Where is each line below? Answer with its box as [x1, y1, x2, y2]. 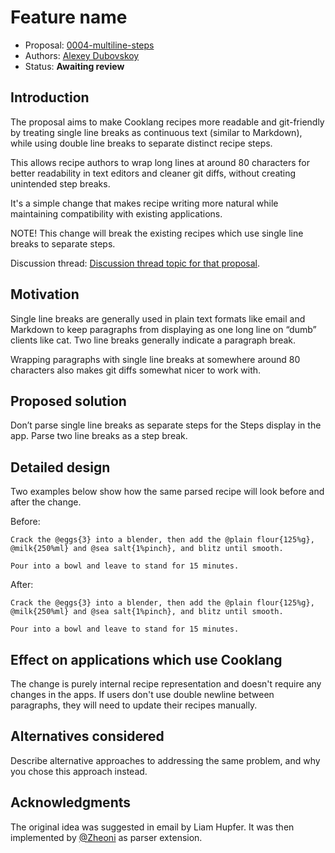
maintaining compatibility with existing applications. [10, 207, 223, 220]
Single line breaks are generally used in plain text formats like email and [10, 312, 306, 325]
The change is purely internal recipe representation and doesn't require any [10, 678, 322, 690]
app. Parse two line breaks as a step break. [10, 430, 188, 442]
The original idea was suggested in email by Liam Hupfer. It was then [10, 821, 295, 833]
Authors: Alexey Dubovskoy [24, 49, 140, 61]
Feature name [10, 6, 128, 29]
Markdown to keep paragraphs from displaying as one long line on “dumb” [10, 323, 317, 335]
